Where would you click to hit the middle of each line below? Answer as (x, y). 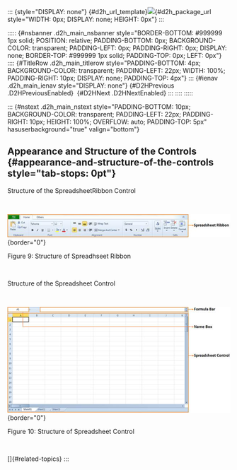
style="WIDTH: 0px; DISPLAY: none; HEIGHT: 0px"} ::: (86, 19)
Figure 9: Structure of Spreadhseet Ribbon (69, 256)
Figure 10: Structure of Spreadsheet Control (71, 432)
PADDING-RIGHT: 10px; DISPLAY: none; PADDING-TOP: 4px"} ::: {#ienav (112, 78)
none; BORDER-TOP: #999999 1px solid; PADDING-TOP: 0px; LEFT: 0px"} (115, 55)
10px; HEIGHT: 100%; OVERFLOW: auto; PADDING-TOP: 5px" (118, 122)
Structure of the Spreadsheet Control (61, 283)
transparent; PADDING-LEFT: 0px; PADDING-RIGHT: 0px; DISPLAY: (130, 48)
